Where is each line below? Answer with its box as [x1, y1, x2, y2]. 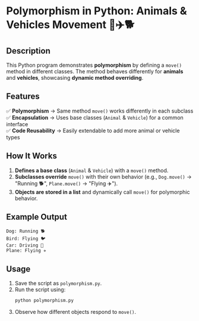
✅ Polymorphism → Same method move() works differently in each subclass [6, 107, 194, 114]
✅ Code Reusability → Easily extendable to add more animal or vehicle [6, 127, 180, 134]
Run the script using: [14, 286, 66, 293]
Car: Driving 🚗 [6, 242, 44, 248]
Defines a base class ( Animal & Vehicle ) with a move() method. [14, 167, 169, 174]
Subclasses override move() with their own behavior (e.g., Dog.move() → [14, 173, 192, 180]
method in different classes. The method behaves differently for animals [6, 68, 184, 75]
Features [6, 91, 40, 102]
